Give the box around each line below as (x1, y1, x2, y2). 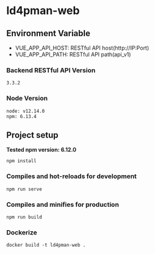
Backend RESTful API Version (6, 65, 96, 74)
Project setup (6, 130, 59, 140)
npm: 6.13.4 (6, 113, 37, 119)
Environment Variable (6, 28, 90, 39)
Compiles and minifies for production (6, 200, 119, 209)
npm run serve (6, 186, 43, 192)
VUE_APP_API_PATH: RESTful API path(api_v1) (15, 51, 131, 58)
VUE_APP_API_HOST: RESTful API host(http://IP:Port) (15, 44, 150, 51)
